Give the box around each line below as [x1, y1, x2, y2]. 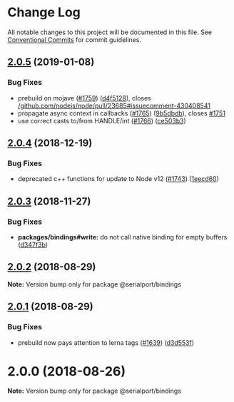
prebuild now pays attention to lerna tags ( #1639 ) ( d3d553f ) [17, 338, 195, 346]
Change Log [7, 4, 81, 21]
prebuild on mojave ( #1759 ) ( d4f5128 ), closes [17, 93, 151, 102]
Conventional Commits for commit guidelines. [7, 35, 141, 43]
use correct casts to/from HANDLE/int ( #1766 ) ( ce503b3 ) [17, 116, 187, 125]
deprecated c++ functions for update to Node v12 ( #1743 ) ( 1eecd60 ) [17, 175, 220, 183]
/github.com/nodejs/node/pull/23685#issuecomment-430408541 [17, 101, 210, 110]
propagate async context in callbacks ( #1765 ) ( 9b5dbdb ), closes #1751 [17, 108, 226, 118]
